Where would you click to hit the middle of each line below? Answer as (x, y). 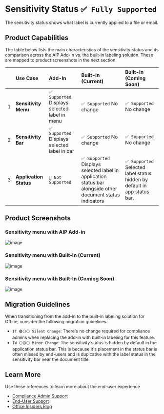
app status (137, 191)
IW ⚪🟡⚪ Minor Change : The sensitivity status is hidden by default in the (84, 342)
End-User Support (31, 401)
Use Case (27, 78)
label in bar (61, 151)
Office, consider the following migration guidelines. (56, 321)
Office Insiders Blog (32, 406)
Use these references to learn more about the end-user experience (73, 386)
